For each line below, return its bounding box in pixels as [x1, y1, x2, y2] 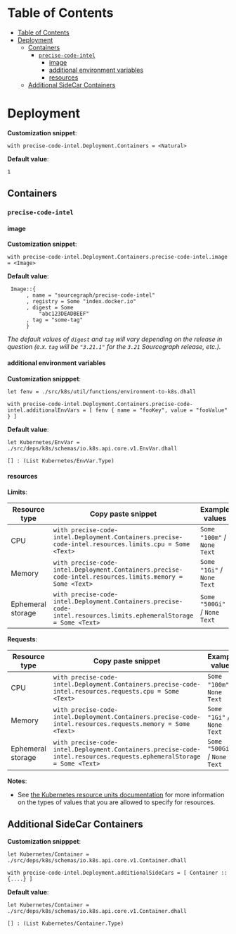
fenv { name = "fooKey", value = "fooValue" [95, 407, 228, 414]
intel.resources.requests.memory [53, 720, 165, 727]
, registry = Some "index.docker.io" [25, 298, 137, 305]
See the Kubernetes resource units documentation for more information [17, 790, 225, 799]
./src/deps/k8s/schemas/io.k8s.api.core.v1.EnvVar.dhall [7, 445, 178, 452]
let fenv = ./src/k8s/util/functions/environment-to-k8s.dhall [7, 388, 197, 395]
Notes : [7, 777, 27, 785]
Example [199, 504, 230, 514]
